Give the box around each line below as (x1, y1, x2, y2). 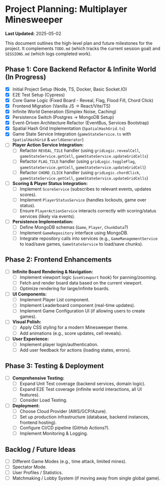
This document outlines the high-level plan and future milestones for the (5, 40, 153, 46)
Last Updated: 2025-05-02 (5, 30, 61, 36)
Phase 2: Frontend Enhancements (5, 255, 112, 264)
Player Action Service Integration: (12, 142, 84, 148)
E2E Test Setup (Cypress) (12, 92, 65, 97)
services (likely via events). (19, 213, 76, 219)
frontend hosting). (19, 419, 57, 425)
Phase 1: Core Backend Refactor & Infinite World (5, 65, 156, 74)
